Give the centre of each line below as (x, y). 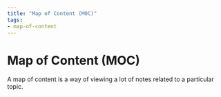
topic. (15, 87)
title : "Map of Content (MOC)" (52, 13)
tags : (15, 20)
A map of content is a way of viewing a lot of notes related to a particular (110, 79)
